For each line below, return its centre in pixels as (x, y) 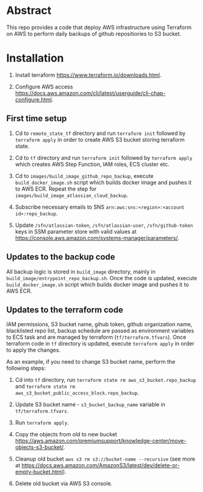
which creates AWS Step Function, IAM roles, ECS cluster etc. (92, 164)
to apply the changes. (33, 350)
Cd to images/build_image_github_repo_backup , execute (84, 175)
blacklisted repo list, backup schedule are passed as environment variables (100, 331)
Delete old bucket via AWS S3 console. (64, 484)
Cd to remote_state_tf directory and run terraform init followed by (100, 133)
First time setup (37, 119)
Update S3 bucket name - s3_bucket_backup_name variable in (90, 405)
